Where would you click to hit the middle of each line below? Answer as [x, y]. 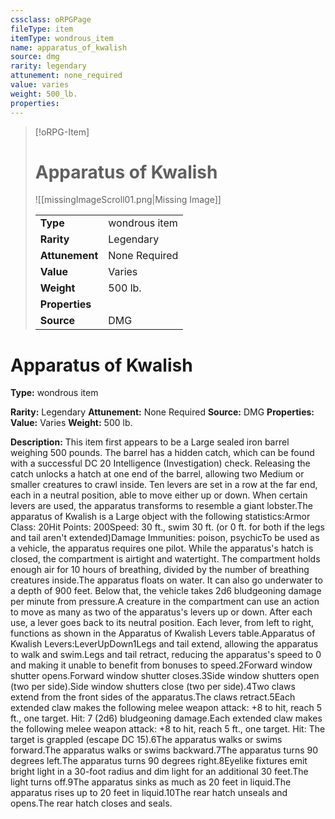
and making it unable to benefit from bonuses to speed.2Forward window [161, 665]
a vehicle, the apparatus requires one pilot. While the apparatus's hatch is [162, 548]
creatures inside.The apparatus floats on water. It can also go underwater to [166, 580]
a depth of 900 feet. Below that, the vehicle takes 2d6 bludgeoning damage [166, 591]
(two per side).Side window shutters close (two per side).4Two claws [153, 687]
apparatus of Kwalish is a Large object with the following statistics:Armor [160, 517]
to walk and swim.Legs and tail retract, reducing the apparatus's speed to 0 [166, 655]
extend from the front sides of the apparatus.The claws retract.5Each [153, 697]
